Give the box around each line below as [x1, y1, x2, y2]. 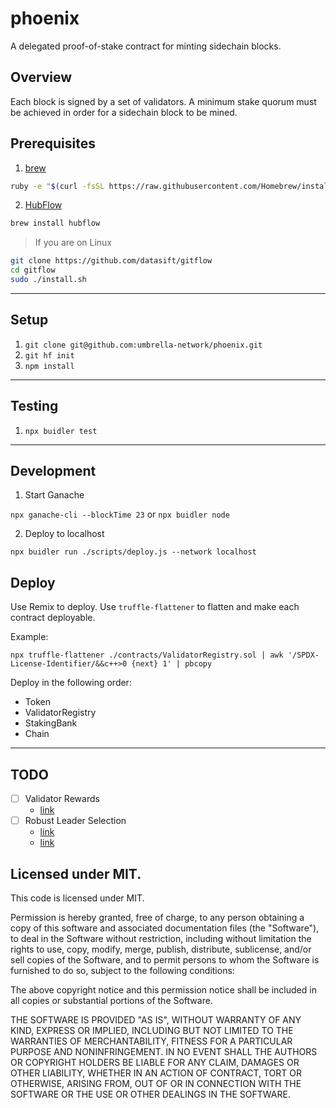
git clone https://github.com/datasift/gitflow [10, 256, 213, 266]
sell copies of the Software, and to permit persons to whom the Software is [10, 953, 320, 966]
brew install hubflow [10, 218, 101, 229]
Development [10, 462, 97, 479]
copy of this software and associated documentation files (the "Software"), [10, 922, 320, 934]
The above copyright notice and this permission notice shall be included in [10, 983, 317, 996]
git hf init [24, 350, 75, 361]
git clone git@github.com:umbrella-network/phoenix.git [24, 340, 263, 350]
